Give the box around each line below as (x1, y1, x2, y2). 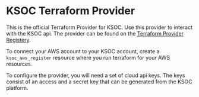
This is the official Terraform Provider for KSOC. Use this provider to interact (6, 24, 193, 31)
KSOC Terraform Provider (6, 4, 135, 18)
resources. (6, 60, 33, 67)
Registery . (6, 36, 31, 43)
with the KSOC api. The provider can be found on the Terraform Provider (6, 30, 184, 37)
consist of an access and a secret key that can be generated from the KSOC (6, 78, 192, 85)
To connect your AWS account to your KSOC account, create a (6, 47, 160, 54)
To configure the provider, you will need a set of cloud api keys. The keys (6, 72, 185, 79)
